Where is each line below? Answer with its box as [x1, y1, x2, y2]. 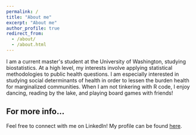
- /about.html [11, 42, 46, 48]
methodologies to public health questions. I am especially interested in [6, 70, 179, 78]
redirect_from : [6, 31, 44, 37]
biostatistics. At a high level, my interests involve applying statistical [6, 64, 173, 71]
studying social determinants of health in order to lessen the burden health [6, 76, 189, 83]
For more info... [6, 107, 65, 117]
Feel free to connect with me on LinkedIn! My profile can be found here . [6, 122, 182, 129]
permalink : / [6, 8, 39, 15]
